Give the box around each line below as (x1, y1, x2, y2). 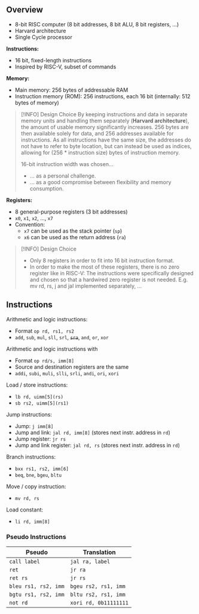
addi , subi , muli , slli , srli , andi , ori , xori (14, 369, 120, 377)
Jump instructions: (6, 411, 53, 418)
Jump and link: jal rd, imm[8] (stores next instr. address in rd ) (14, 429, 170, 436)
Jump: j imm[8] (14, 422, 54, 429)
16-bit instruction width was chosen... (20, 160, 114, 167)
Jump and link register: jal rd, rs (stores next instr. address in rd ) (14, 441, 180, 449)
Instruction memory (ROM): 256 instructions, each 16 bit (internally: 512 (14, 92, 191, 100)
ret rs (9, 574, 28, 581)
